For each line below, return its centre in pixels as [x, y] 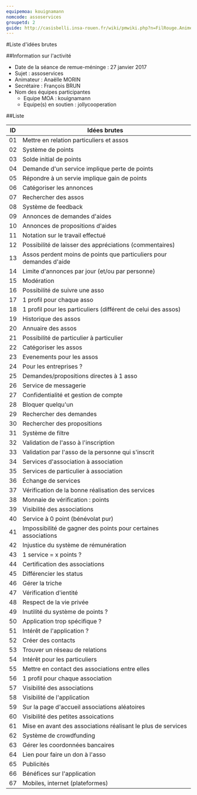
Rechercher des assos [53, 197]
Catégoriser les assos [52, 347]
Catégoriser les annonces [58, 188]
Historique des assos [52, 319]
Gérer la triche [42, 584]
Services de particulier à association [73, 471]
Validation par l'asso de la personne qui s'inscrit [88, 452]
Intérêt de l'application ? [56, 631]
